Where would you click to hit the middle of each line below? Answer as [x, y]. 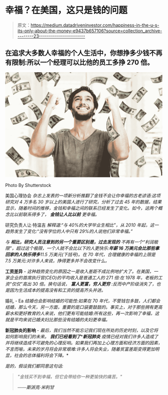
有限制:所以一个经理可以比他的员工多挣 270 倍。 [80, 62]
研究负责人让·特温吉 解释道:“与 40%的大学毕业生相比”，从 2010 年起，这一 [82, 225]
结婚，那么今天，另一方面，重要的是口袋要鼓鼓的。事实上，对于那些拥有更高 [84, 307]
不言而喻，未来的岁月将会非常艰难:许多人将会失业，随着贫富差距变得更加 [80, 349]
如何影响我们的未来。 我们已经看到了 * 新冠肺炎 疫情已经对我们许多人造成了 [82, 337]
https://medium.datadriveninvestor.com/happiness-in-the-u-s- [95, 25]
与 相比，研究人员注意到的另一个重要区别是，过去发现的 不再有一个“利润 [80, 242]
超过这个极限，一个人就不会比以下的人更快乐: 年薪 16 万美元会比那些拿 [87, 248]
